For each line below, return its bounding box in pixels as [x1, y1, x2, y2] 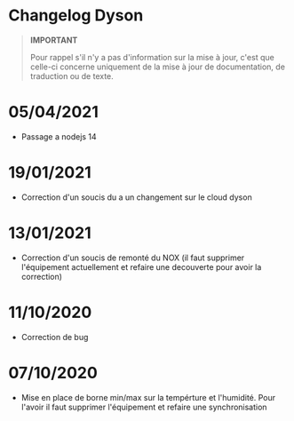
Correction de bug [20, 331, 89, 342]
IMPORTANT [29, 35, 78, 45]
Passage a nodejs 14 [20, 131, 97, 142]
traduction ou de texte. [29, 70, 115, 81]
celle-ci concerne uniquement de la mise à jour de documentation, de [29, 61, 286, 72]
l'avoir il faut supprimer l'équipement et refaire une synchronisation [20, 401, 267, 412]
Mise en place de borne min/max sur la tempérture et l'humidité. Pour [20, 392, 276, 402]
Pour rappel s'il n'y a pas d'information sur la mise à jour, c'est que [29, 52, 274, 62]
